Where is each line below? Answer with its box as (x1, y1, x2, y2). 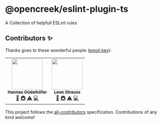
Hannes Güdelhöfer (7, 89, 47, 95)
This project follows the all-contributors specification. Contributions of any (5, 109, 158, 115)
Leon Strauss (54, 89, 81, 95)
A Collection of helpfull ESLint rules (5, 20, 77, 26)
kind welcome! (5, 114, 35, 120)
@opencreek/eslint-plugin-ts (5, 3, 129, 15)
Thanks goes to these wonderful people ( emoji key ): (5, 47, 112, 53)
